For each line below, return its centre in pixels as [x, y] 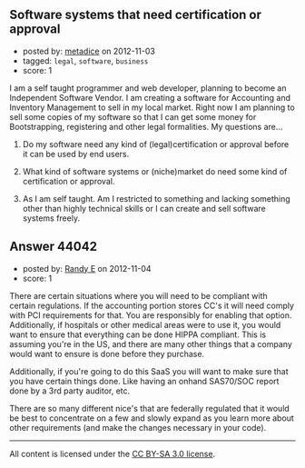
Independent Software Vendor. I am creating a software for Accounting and [150, 97]
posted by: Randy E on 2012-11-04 [87, 268]
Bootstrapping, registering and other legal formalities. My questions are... [146, 126]
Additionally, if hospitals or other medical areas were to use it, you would [145, 324]
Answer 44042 [54, 247]
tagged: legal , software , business [85, 60]
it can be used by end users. [76, 154]
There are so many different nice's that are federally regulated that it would [150, 408]
